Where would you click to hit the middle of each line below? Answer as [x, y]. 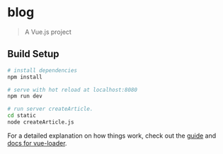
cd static [22, 116]
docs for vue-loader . [37, 143]
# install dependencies [42, 70]
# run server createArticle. [50, 109]
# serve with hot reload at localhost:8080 [73, 90]
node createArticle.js [41, 122]
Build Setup [33, 54]
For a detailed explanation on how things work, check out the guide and [112, 136]
